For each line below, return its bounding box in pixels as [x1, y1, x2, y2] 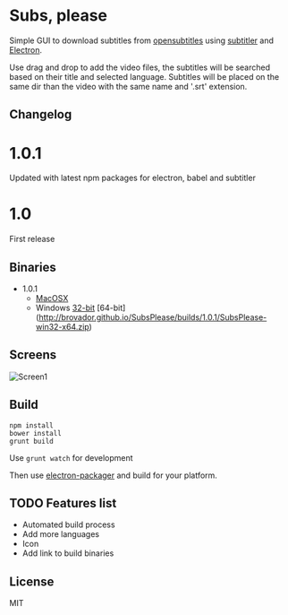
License [9, 574, 55, 589]
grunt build [9, 437, 54, 446]
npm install [9, 420, 54, 430]
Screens [9, 347, 56, 363]
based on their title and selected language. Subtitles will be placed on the [9, 71, 280, 82]
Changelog [9, 107, 72, 122]
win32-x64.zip [35, 322, 89, 333]
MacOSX [35, 293, 69, 304]
